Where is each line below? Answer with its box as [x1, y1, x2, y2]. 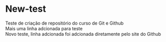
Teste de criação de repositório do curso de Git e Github [5, 20, 124, 26]
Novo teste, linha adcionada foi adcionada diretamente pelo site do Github [5, 31, 161, 37]
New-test [5, 3, 46, 15]
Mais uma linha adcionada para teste [5, 25, 83, 31]
